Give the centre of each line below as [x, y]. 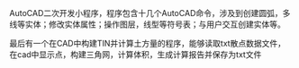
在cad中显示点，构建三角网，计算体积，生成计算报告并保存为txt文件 [136, 55]
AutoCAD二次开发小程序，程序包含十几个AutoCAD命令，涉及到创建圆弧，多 [150, 13]
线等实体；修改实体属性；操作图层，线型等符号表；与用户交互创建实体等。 [147, 24]
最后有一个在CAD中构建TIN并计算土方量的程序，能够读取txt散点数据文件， [148, 43]
